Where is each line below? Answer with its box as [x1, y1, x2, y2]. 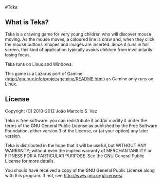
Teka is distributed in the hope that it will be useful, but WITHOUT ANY [5, 142, 147, 148]
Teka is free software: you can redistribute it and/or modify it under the [5, 117, 147, 123]
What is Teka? [5, 18, 49, 26]
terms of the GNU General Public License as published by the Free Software [5, 123, 158, 128]
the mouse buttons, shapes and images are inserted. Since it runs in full [5, 41, 149, 47]
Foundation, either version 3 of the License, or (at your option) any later [5, 128, 148, 133]
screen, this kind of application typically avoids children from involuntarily [5, 46, 153, 53]
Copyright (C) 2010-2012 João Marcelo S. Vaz [5, 108, 97, 114]
